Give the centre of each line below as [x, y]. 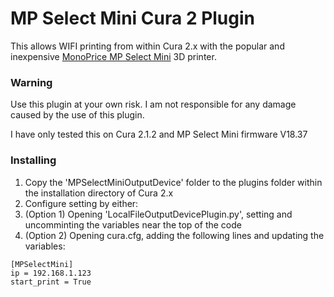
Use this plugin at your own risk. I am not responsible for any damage [153, 104]
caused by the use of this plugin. [77, 115]
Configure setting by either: [81, 203]
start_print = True [51, 282]
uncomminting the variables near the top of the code [133, 224]
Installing [33, 160]
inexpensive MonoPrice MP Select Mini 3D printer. [113, 56]
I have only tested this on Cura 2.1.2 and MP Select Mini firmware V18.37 [159, 134]
